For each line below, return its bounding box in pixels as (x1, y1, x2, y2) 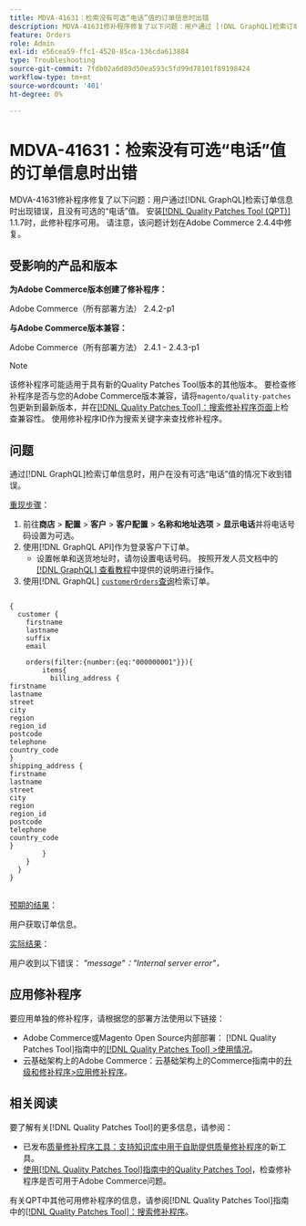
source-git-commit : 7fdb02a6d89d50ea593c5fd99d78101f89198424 (9, 65, 250, 74)
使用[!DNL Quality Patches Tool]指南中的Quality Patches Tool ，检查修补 (22, 1164, 292, 1175)
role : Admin (9, 38, 55, 48)
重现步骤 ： (9, 499, 50, 511)
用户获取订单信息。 (9, 919, 82, 930)
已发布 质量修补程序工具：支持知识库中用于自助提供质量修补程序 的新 (22, 1141, 279, 1152)
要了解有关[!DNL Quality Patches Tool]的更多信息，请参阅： (9, 1121, 234, 1132)
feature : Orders (9, 30, 71, 39)
